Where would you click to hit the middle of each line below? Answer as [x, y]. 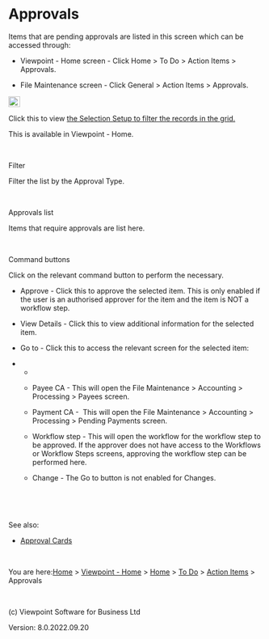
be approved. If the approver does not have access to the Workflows [146, 445]
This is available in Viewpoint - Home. [71, 133]
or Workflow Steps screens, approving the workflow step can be [139, 453]
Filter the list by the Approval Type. [67, 181]
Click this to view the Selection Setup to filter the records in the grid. [122, 118]
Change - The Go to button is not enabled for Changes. [124, 477]
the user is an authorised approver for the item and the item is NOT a [134, 299]
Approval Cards [46, 540]
